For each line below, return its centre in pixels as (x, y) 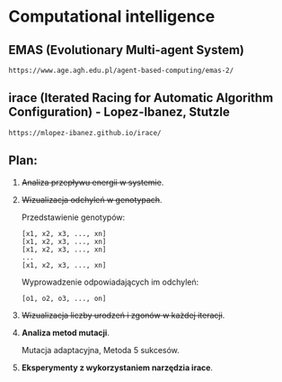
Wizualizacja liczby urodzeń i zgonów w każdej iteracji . (123, 315)
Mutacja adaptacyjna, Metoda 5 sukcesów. (101, 350)
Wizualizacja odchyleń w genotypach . (92, 199)
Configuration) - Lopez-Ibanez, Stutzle (119, 112)
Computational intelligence (112, 17)
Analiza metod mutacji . (65, 332)
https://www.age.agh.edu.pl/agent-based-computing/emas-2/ (121, 70)
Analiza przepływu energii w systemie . (93, 182)
